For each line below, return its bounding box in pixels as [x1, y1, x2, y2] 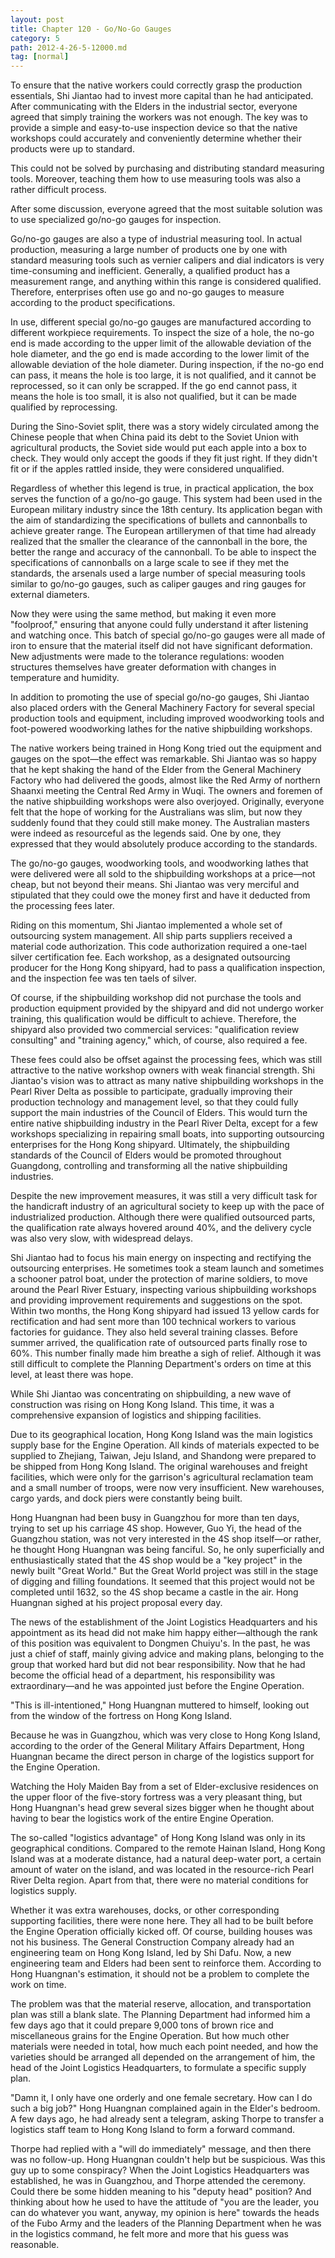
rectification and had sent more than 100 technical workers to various [10, 1316, 297, 1328]
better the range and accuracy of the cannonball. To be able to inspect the [10, 546, 317, 558]
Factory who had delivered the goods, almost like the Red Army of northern [10, 774, 321, 786]
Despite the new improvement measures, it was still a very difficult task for [10, 1190, 318, 1202]
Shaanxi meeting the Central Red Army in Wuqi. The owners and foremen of [10, 785, 323, 797]
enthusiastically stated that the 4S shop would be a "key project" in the [10, 1554, 303, 1566]
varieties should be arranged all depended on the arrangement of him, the [10, 2051, 316, 2063]
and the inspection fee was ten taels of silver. [10, 972, 197, 985]
